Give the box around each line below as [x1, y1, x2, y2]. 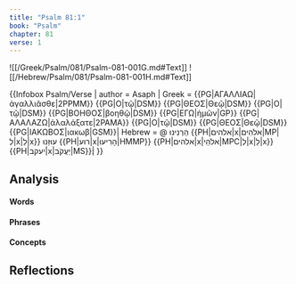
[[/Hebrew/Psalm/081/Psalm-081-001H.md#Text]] [9, 72, 192, 83]
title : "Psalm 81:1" [9, 12, 86, 22]
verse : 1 [9, 37, 42, 47]
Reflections [9, 263, 75, 278]
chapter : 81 [9, 29, 53, 38]
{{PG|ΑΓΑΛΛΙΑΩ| [193, 89, 257, 100]
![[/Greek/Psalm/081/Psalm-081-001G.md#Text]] [9, 62, 187, 73]
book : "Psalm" [9, 21, 62, 30]
